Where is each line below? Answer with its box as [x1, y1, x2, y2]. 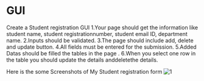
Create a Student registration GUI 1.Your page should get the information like [6, 24, 199, 31]
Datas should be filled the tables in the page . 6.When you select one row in [6, 49, 196, 57]
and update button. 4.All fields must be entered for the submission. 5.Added [6, 43, 197, 51]
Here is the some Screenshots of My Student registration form [6, 68, 163, 75]
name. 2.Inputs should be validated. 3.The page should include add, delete [6, 37, 194, 44]
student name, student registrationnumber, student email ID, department [6, 30, 188, 37]
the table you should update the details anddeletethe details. [6, 56, 158, 63]
